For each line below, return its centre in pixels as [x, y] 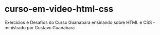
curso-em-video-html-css [59, 9]
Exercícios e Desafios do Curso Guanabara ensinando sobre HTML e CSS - [80, 22]
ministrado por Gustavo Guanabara [40, 27]
